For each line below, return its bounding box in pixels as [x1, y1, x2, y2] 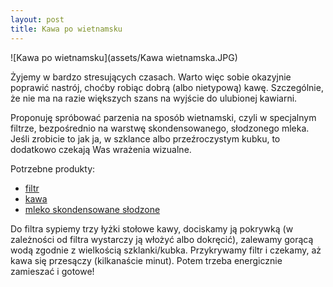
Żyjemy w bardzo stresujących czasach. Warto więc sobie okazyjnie [10, 71, 292, 83]
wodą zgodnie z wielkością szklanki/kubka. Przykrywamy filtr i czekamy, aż [10, 244, 322, 256]
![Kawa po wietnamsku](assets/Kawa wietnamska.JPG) [10, 51, 238, 63]
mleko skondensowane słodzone [24, 203, 161, 215]
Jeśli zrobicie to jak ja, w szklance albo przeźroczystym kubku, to [10, 132, 281, 145]
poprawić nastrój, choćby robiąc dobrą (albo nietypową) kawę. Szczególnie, [10, 81, 324, 93]
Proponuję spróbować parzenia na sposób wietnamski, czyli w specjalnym [10, 111, 317, 123]
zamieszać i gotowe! [10, 265, 95, 277]
